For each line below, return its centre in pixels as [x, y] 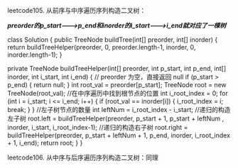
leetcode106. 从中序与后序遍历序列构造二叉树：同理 [83, 157]
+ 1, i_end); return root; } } [45, 143]
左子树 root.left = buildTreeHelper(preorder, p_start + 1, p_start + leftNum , [116, 118]
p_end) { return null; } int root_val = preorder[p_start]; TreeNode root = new [117, 85]
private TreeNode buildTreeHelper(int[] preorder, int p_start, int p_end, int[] [117, 68]
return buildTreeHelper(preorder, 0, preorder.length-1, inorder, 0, [102, 47]
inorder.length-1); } [35, 55]
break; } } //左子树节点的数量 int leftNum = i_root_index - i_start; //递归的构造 [119, 110]
